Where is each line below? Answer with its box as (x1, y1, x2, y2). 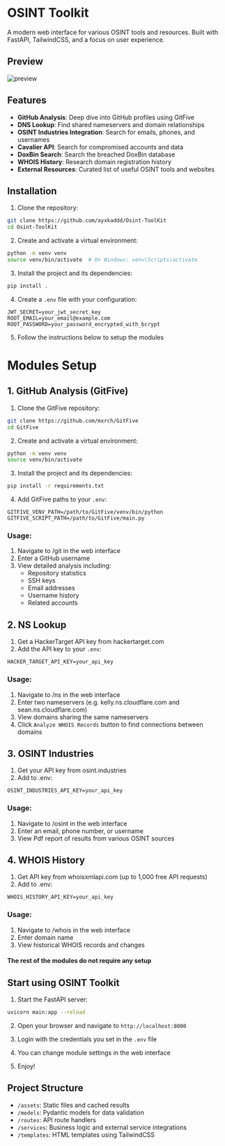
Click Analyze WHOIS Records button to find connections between (17, 720, 203, 728)
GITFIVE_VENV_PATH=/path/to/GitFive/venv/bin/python (7, 508, 164, 516)
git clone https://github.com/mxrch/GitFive (7, 417, 139, 424)
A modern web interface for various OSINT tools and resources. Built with (7, 28, 219, 36)
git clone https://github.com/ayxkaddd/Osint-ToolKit (7, 217, 167, 224)
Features (7, 94, 47, 106)
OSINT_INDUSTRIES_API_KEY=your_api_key (7, 787, 123, 794)
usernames (17, 135, 50, 144)
